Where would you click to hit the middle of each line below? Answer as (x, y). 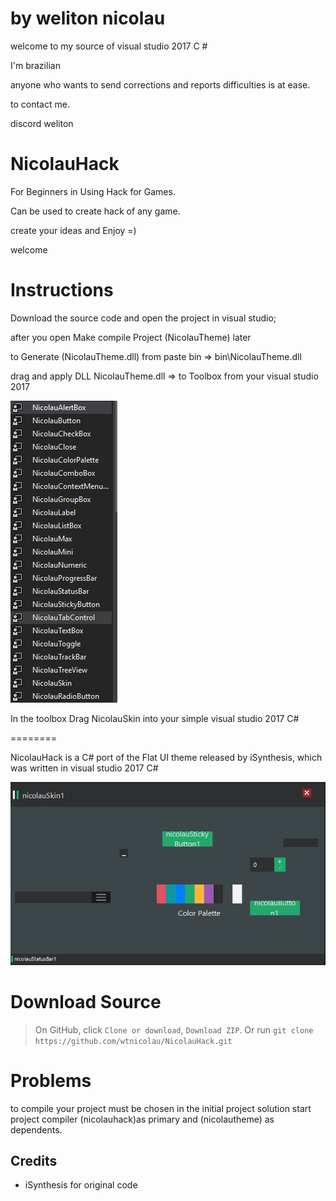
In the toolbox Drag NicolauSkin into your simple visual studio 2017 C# (155, 718)
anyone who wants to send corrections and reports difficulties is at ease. (160, 84)
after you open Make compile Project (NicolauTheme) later (131, 337)
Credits (34, 1161)
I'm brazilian (35, 65)
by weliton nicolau (88, 18)
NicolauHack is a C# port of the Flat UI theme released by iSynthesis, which (166, 757)
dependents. (36, 1129)
